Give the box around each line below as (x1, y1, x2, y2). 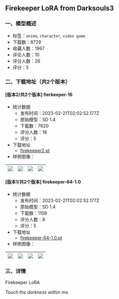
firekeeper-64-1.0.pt (20, 235, 63, 241)
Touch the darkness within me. (5, 289, 70, 295)
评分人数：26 (12, 58, 41, 64)
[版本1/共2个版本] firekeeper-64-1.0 (5, 179, 81, 185)
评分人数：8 (20, 217, 45, 223)
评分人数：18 (20, 129, 47, 135)
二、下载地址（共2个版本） (5, 78, 71, 85)
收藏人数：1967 (12, 45, 45, 51)
